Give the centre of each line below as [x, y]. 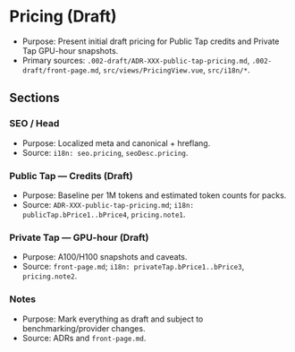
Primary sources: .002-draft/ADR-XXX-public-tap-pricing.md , [136, 60]
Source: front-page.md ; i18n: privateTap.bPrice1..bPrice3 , [133, 267]
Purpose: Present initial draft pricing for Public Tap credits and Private [151, 41]
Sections [34, 98]
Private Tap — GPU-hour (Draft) [79, 237]
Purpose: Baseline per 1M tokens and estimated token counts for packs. [154, 195]
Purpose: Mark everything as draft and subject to [113, 319]
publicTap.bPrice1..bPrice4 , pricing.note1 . [104, 214]
